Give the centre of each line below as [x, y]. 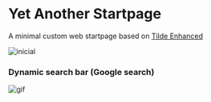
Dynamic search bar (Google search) [81, 72]
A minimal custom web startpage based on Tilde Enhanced [105, 36]
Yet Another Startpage [85, 14]
